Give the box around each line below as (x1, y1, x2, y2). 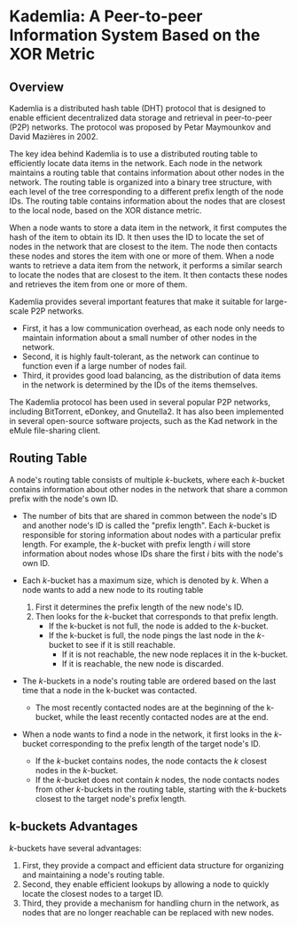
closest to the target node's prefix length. (35, 793, 187, 803)
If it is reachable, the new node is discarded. (61, 658, 224, 668)
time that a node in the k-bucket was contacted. (21, 684, 198, 695)
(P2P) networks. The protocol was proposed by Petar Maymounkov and (9, 122, 271, 132)
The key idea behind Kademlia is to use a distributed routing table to (9, 148, 259, 159)
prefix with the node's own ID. (9, 493, 119, 504)
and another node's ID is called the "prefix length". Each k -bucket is (21, 520, 270, 531)
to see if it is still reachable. (75, 639, 176, 650)
